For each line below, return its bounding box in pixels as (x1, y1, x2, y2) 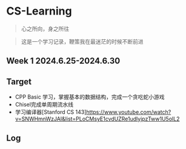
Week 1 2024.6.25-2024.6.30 (6, 56, 121, 66)
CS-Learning (6, 4, 72, 18)
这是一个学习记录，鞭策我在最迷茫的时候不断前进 (21, 38, 144, 45)
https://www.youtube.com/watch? (86, 108, 171, 116)
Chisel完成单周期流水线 (15, 101, 74, 108)
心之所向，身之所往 (21, 25, 70, 32)
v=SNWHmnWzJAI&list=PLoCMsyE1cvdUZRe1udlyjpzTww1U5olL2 (15, 115, 180, 122)
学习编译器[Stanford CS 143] (15, 108, 87, 116)
